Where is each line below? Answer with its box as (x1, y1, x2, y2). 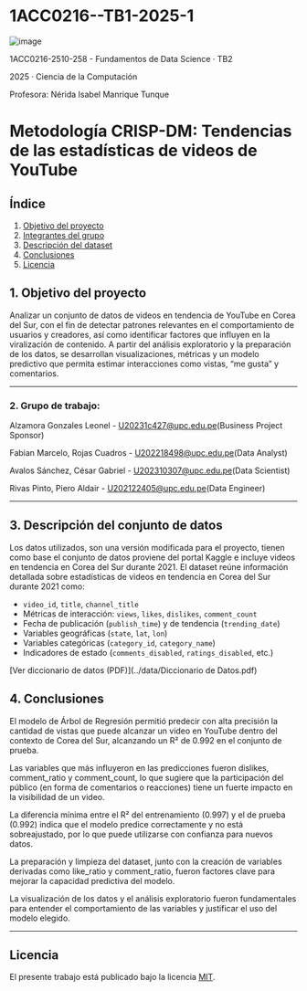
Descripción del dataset (22, 239, 112, 250)
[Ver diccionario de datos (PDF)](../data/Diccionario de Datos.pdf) (9, 664, 258, 676)
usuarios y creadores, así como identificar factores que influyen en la (9, 329, 270, 340)
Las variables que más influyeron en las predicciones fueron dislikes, (9, 762, 270, 773)
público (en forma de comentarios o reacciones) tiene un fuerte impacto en (9, 782, 293, 793)
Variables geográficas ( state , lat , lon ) (22, 627, 168, 638)
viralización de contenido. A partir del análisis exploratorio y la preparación (9, 339, 291, 350)
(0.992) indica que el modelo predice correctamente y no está (9, 818, 244, 829)
